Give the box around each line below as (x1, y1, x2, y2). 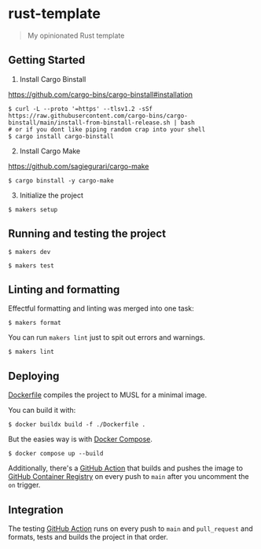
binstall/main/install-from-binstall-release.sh (8, 119, 171, 127)
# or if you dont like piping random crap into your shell (8, 125, 206, 134)
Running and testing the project (8, 227, 167, 241)
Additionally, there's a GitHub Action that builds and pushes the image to (8, 463, 244, 473)
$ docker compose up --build (8, 450, 104, 458)
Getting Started (8, 53, 86, 67)
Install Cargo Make (19, 146, 81, 156)
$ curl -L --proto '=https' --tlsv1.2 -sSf (8, 105, 153, 112)
